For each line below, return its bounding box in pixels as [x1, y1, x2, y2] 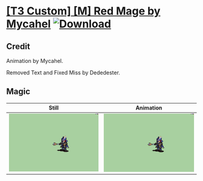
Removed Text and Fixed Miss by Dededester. [6, 69, 121, 76]
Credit [6, 41, 30, 51]
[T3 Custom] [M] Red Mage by [6, 4, 161, 18]
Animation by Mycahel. [6, 58, 63, 64]
